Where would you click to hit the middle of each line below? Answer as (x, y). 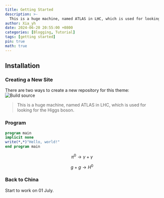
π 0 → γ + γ (82, 156)
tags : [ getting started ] (30, 37)
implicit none (20, 137)
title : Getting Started (29, 10)
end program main (23, 147)
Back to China (22, 180)
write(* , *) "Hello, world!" (32, 142)
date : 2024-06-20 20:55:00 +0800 (39, 28)
